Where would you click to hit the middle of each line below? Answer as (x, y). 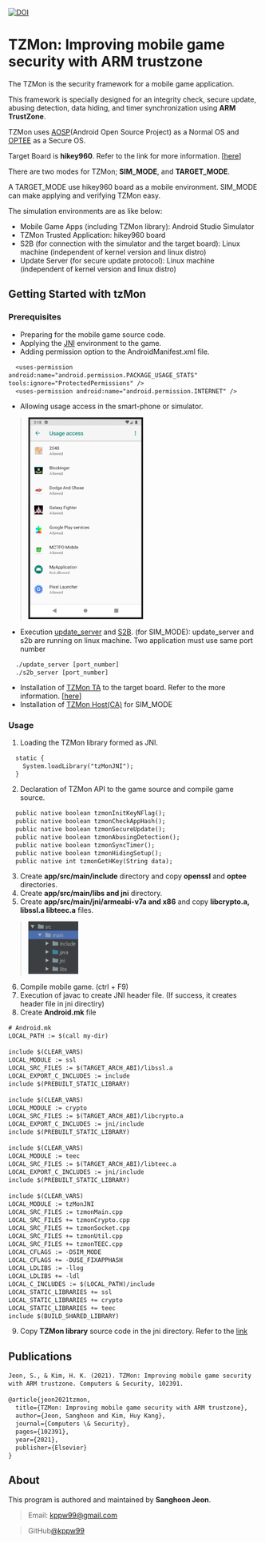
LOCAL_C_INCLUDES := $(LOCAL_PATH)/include (82, 1284)
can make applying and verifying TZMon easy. (85, 195)
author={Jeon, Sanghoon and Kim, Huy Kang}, (91, 1416)
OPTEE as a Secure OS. (47, 140)
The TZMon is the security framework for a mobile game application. (121, 83)
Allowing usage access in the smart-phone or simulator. (111, 406)
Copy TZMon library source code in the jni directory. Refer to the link (134, 1331)
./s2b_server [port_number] (62, 673)
